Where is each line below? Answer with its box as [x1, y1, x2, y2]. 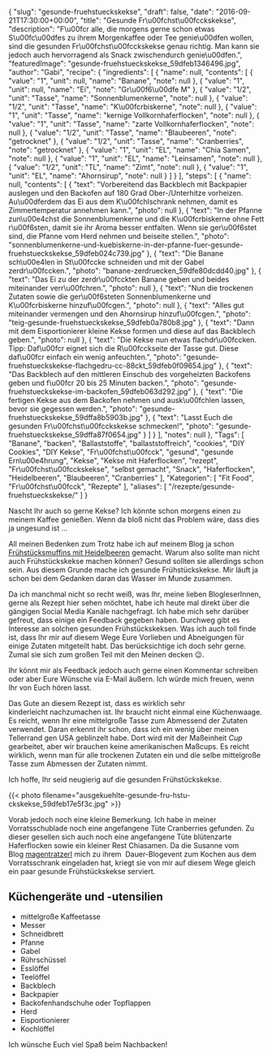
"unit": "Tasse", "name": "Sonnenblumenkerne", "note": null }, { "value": [8, 93, 248, 102]
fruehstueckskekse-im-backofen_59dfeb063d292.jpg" [8, 387, 192, 396]
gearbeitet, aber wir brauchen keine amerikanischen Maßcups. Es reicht [8, 742, 250, 751]
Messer [19, 920, 46, 929]
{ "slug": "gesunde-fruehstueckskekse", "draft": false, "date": [8, 7, 214, 16]
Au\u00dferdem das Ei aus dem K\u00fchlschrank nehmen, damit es [8, 197, 238, 206]
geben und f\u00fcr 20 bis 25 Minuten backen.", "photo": [8, 378, 200, 388]
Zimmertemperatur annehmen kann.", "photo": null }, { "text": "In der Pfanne [8, 206, 262, 214]
